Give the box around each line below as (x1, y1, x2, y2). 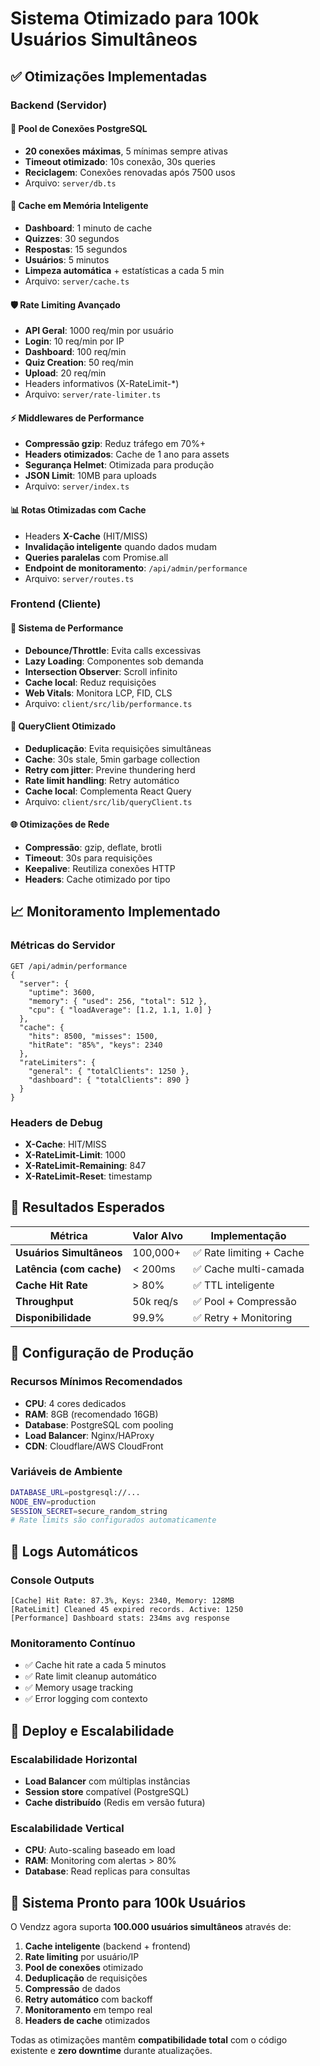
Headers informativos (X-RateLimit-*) (24, 378, 180, 390)
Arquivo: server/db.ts (24, 177, 117, 189)
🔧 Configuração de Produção (10, 1345, 195, 1362)
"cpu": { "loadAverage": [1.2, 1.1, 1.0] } (28, 1005, 213, 1015)
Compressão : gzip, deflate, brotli (24, 842, 162, 854)
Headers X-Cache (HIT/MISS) (24, 530, 148, 542)
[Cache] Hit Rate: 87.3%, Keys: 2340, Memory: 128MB (10, 1596, 235, 1606)
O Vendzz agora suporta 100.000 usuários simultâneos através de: (10, 1921, 292, 1933)
